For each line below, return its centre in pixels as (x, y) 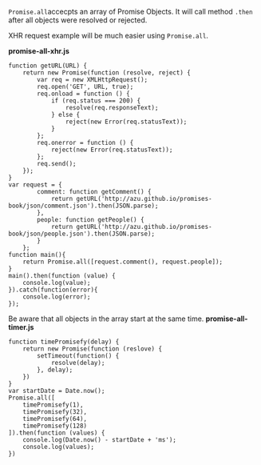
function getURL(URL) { (48, 66)
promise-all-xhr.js (39, 51)
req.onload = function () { (83, 94)
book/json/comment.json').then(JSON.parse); (83, 206)
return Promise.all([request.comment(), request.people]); (123, 262)
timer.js (21, 327)
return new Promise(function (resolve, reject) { (107, 73)
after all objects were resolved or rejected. (78, 20)
